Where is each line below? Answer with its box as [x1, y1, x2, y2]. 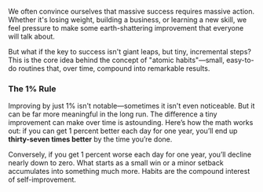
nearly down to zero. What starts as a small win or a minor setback [8, 158, 224, 168]
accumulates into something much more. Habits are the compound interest [8, 167, 250, 176]
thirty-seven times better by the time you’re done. [8, 135, 173, 144]
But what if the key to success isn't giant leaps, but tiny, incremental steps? [8, 47, 251, 56]
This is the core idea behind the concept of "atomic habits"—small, [8, 55, 225, 65]
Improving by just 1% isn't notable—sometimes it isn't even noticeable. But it [8, 102, 255, 111]
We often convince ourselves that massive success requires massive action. [8, 7, 255, 16]
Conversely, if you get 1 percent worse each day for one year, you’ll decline [8, 150, 252, 160]
